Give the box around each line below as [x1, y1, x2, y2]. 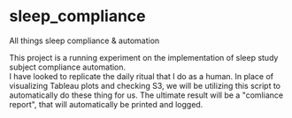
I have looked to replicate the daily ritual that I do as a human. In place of [9, 70, 274, 81]
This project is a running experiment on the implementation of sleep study [9, 52, 279, 63]
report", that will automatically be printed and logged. [9, 99, 204, 109]
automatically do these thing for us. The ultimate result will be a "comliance [9, 90, 284, 100]
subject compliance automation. [9, 62, 127, 72]
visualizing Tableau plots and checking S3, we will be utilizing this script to [9, 80, 281, 91]
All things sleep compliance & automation [9, 35, 160, 46]
